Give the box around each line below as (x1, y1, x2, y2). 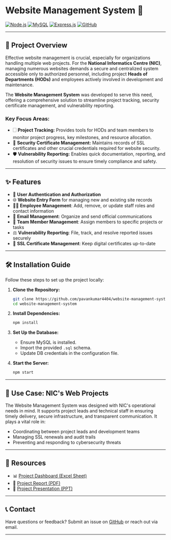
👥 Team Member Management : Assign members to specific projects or (12, 219, 163, 225)
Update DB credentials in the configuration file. (20, 350, 119, 356)
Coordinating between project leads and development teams (12, 428, 140, 434)
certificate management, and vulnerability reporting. (5, 102, 115, 109)
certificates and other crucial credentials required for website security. (12, 145, 161, 151)
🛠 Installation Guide (5, 261, 71, 269)
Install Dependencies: (12, 311, 60, 317)
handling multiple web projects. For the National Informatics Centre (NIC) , (5, 60, 162, 66)
